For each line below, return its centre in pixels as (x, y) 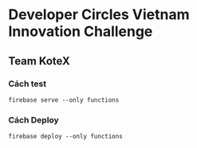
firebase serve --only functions (64, 100)
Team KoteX (39, 61)
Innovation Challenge (81, 31)
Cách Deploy (34, 119)
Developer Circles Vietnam (99, 15)
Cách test (28, 84)
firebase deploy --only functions (66, 137)
